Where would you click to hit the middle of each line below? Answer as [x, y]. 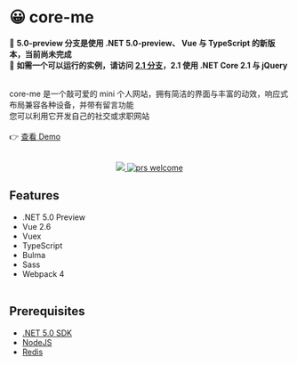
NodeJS [37, 342]
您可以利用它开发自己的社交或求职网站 [79, 116]
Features [34, 195]
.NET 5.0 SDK [47, 333]
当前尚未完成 [48, 54]
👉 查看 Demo [35, 136]
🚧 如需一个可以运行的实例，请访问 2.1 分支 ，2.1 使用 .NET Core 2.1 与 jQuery [148, 65]
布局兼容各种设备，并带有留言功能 [72, 104]
